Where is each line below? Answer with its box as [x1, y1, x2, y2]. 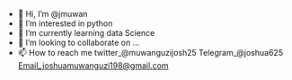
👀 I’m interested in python [17, 18, 113, 29]
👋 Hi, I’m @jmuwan [17, 9, 88, 19]
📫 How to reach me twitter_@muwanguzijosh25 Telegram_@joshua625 [17, 48, 284, 58]
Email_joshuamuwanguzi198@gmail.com [17, 60, 169, 71]
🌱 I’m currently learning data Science [17, 28, 155, 38]
